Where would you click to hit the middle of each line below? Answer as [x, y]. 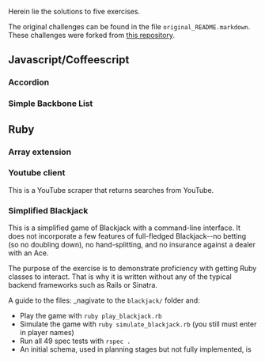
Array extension [40, 152]
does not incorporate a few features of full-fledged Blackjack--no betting [127, 236]
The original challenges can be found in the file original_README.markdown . [129, 26]
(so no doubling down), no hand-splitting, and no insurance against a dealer [132, 245]
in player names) [47, 333]
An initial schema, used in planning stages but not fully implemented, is [135, 349]
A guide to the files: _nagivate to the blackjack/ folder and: [104, 300]
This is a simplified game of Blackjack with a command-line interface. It [125, 228]
